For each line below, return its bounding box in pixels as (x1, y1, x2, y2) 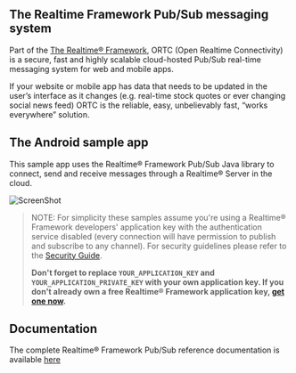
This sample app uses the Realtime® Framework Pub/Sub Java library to (9, 158, 275, 169)
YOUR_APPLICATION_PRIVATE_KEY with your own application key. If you (30, 276, 284, 288)
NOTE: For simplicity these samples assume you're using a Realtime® (30, 212, 286, 223)
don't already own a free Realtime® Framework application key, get (30, 286, 285, 296)
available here (9, 354, 61, 365)
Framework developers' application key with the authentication (30, 222, 263, 232)
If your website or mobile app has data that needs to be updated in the (9, 80, 267, 92)
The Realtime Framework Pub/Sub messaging (9, 7, 269, 22)
